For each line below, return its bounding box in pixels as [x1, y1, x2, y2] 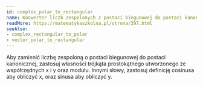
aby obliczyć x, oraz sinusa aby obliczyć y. [6, 73, 113, 80]
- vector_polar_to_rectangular [6, 37, 85, 43]
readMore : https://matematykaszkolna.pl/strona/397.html [6, 20, 153, 26]
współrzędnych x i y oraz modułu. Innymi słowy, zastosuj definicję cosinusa [6, 67, 195, 73]
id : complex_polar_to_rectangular [6, 8, 94, 15]
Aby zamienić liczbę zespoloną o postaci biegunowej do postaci [6, 54, 166, 61]
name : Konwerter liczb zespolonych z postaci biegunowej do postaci [6, 15, 182, 21]
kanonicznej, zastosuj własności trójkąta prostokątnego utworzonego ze [6, 60, 186, 67]
